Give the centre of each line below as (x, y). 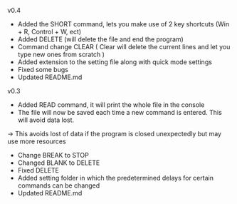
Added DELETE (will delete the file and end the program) (100, 39)
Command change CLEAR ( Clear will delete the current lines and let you (124, 47)
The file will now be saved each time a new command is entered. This (120, 112)
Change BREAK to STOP (53, 155)
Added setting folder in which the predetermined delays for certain (115, 178)
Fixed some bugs (43, 70)
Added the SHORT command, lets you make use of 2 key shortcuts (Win (123, 24)
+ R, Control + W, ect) (49, 32)
